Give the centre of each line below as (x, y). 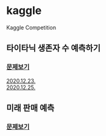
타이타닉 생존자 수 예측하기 (53, 48)
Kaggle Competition (31, 27)
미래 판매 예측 (30, 108)
